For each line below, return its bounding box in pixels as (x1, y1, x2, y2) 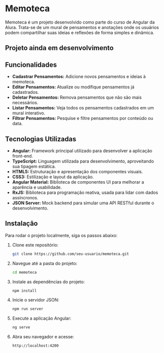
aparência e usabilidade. (12, 184, 62, 190)
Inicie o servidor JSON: (12, 297, 59, 303)
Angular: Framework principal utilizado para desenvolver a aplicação (12, 148, 152, 154)
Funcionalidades (5, 60, 57, 69)
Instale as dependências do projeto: (12, 278, 85, 285)
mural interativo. (12, 110, 46, 116)
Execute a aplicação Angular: (12, 315, 72, 322)
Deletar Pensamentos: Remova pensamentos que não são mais (12, 94, 142, 101)
